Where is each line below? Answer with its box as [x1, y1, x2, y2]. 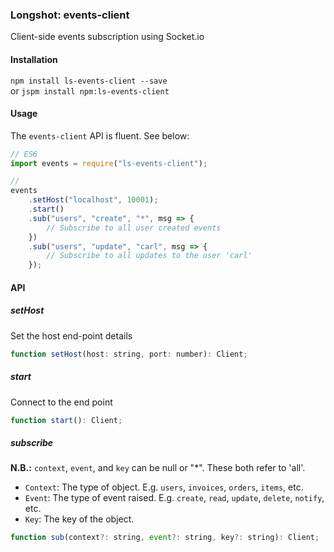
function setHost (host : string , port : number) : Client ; [10, 349, 248, 359]
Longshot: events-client [10, 8, 130, 22]
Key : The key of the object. [24, 513, 135, 525]
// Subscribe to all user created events [46, 223, 222, 233]
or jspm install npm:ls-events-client [10, 84, 170, 97]
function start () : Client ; [10, 415, 123, 425]
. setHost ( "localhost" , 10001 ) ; [28, 195, 159, 205]
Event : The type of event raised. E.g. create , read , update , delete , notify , [24, 492, 325, 504]
